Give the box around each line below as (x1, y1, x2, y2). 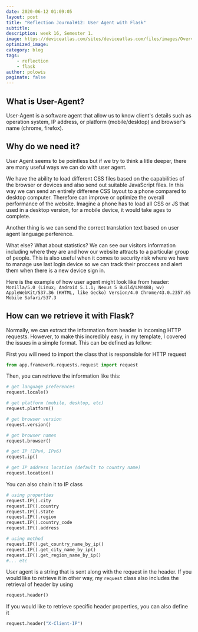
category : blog (6, 47, 44, 53)
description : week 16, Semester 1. (6, 31, 94, 37)
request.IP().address (6, 525, 60, 531)
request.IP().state (6, 509, 54, 515)
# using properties (6, 492, 54, 498)
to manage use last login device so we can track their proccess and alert (6, 260, 183, 267)
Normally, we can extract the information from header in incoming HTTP (6, 326, 181, 333)
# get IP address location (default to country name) (6, 464, 141, 471)
